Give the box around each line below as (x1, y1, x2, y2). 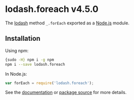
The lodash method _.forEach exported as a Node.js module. (5, 20, 130, 26)
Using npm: (5, 47, 29, 53)
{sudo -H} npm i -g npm (5, 57, 54, 62)
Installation (5, 34, 41, 43)
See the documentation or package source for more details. (5, 90, 127, 96)
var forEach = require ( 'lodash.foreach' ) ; (5, 81, 94, 86)
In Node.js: (5, 71, 27, 77)
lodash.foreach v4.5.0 (5, 3, 99, 15)
